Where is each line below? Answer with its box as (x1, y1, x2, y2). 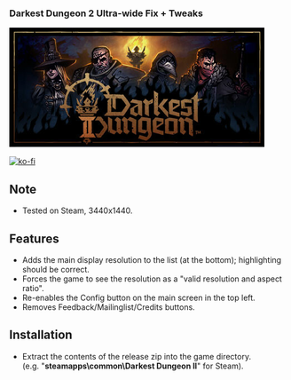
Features (9, 231, 59, 246)
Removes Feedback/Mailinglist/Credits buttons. (21, 301, 195, 313)
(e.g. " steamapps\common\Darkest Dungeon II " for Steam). (21, 360, 244, 371)
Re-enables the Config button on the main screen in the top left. (21, 292, 256, 303)
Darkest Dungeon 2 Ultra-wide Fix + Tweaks (9, 7, 204, 20)
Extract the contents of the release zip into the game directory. (21, 351, 251, 361)
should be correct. (21, 264, 90, 274)
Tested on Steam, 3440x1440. (21, 205, 133, 216)
